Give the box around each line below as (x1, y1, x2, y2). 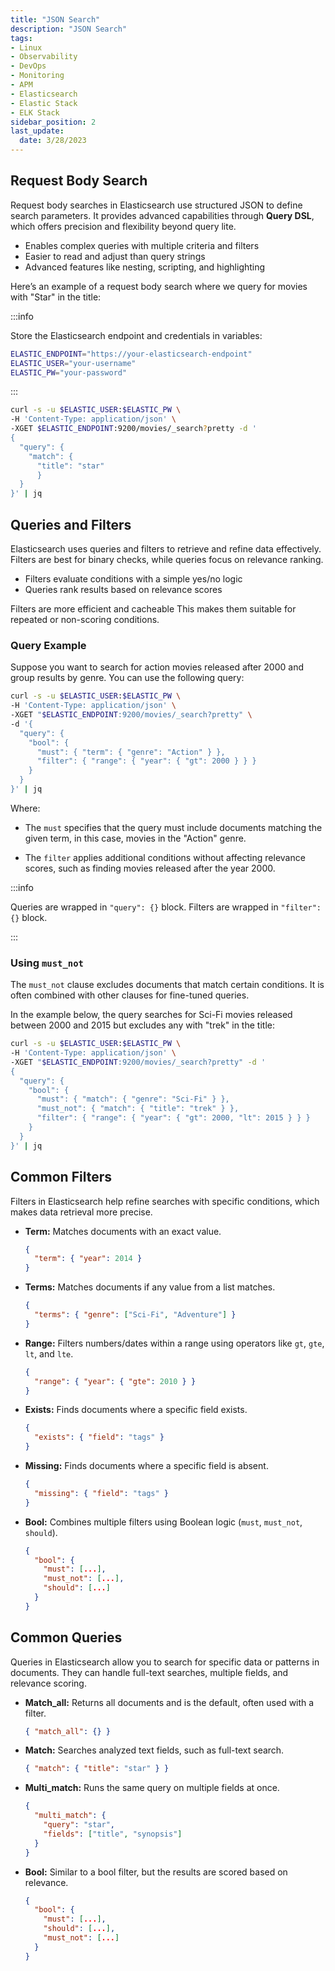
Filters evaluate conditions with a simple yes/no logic (24, 573, 243, 585)
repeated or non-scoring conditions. (10, 614, 160, 625)
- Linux (10, 42, 43, 53)
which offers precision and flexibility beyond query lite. (10, 220, 237, 232)
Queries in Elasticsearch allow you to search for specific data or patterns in (10, 1656, 320, 1668)
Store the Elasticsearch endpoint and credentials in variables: (10, 329, 263, 341)
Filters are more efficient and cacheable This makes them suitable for (10, 603, 297, 615)
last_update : (10, 126, 65, 136)
